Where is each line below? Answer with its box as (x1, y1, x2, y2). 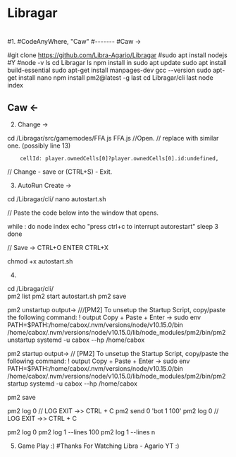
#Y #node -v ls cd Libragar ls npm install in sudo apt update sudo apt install (7, 59, 227, 67)
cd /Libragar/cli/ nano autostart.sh (7, 195, 106, 203)
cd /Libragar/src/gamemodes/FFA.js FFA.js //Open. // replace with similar (7, 134, 219, 143)
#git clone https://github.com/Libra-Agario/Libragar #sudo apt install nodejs (7, 51, 228, 59)
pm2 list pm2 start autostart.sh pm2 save (7, 292, 127, 301)
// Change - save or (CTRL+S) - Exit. (7, 167, 113, 176)
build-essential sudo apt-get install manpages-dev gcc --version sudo (7, 66, 211, 75)
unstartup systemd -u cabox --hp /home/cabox (7, 336, 145, 344)
